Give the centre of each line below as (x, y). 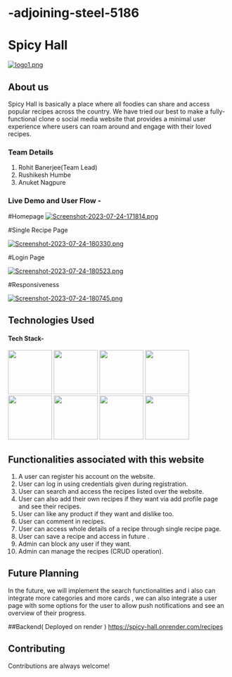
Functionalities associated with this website (106, 459)
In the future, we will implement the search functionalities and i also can (112, 590)
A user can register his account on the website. (86, 476)
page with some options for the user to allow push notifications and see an (116, 605)
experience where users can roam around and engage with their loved (110, 126)
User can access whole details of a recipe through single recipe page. (120, 529)
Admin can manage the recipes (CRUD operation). (91, 551)
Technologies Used (51, 320)
